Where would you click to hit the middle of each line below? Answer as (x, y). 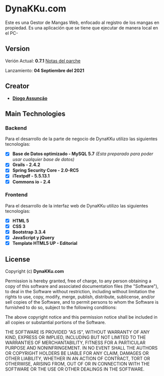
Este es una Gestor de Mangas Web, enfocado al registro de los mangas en (82, 22)
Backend (16, 128)
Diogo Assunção (30, 98)
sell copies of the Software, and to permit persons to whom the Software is (82, 302)
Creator (17, 86)
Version (17, 49)
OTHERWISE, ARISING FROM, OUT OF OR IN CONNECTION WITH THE (78, 364)
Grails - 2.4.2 (26, 165)
